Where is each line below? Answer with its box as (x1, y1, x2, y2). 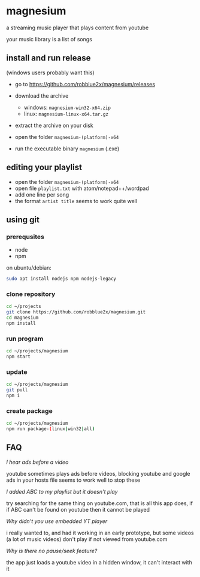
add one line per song (14, 191, 69, 198)
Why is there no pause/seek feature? (6, 547, 98, 554)
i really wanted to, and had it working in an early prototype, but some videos (6, 529, 194, 536)
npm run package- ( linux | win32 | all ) (6, 426, 95, 432)
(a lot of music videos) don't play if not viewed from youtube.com (6, 535, 168, 543)
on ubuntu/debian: (6, 264, 52, 271)
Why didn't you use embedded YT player (6, 517, 108, 525)
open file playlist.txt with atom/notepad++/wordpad (14, 185, 150, 192)
